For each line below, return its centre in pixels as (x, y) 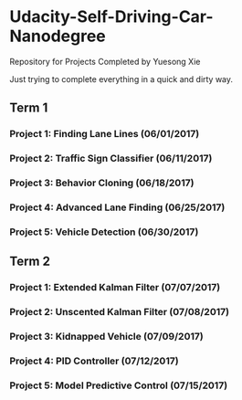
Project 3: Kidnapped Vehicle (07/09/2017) (106, 337)
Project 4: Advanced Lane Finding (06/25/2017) (117, 207)
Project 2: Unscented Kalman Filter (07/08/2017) (120, 312)
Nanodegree (58, 36)
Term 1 (29, 108)
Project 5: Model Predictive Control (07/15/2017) (119, 385)
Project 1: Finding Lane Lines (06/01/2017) (105, 134)
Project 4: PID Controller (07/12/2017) (95, 361)
